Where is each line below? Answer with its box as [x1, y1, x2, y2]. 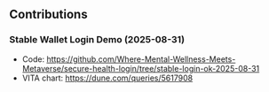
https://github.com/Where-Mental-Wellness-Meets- [46, 53, 236, 65]
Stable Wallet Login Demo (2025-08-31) [9, 34, 185, 46]
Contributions [9, 7, 88, 22]
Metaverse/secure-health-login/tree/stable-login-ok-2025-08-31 [21, 63, 260, 73]
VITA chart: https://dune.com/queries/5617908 [21, 73, 194, 83]
